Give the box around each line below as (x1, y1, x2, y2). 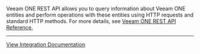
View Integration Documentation (6, 41, 85, 48)
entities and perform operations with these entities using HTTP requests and (6, 11, 194, 18)
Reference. (6, 24, 33, 31)
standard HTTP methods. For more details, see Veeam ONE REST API (6, 18, 177, 24)
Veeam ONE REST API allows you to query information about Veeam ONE (6, 5, 186, 12)
